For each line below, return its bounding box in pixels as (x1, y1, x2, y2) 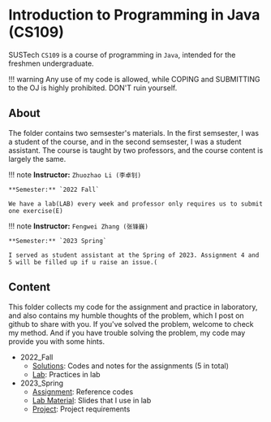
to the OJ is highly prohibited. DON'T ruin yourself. (8, 83, 178, 93)
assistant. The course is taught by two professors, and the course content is (8, 145, 264, 155)
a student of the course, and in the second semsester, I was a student (8, 137, 242, 146)
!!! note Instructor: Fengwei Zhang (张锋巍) (8, 221, 148, 231)
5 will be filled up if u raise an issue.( (8, 258, 158, 266)
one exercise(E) (8, 207, 63, 215)
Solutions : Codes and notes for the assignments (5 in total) (32, 360, 230, 371)
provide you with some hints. (8, 336, 105, 346)
